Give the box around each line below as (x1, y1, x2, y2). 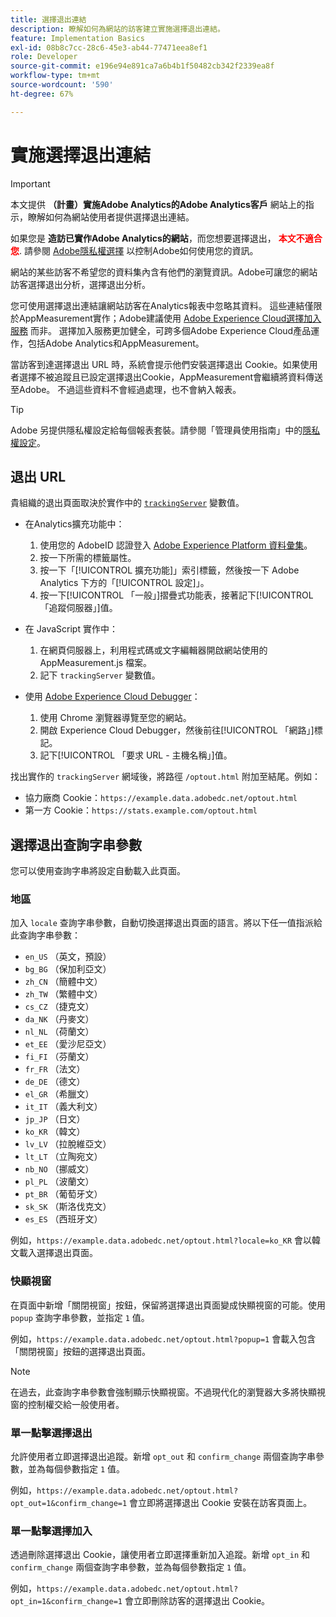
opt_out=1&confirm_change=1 (10, 1499, 128, 1509)
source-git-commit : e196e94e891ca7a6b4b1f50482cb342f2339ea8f (10, 61, 275, 71)
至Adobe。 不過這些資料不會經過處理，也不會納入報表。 (10, 383, 242, 395)
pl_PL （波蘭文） (24, 1176, 95, 1188)
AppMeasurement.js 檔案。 (39, 657, 153, 669)
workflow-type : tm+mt (10, 71, 101, 81)
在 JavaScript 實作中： (24, 623, 118, 635)
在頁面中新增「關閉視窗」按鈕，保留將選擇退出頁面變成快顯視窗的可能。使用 (10, 1299, 326, 1311)
